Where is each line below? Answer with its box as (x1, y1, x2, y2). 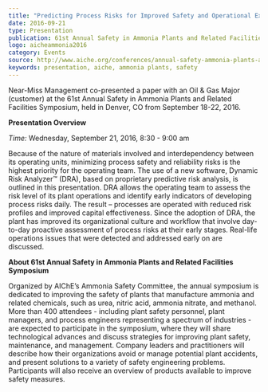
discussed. (8, 241, 45, 251)
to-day (8, 225, 30, 234)
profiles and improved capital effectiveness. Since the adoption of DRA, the (8, 208, 256, 218)
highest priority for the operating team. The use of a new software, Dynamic (8, 165, 258, 175)
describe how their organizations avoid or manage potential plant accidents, (8, 348, 258, 359)
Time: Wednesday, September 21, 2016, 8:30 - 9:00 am (8, 133, 190, 143)
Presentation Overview (8, 117, 86, 127)
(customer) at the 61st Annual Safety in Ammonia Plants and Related (8, 93, 232, 104)
